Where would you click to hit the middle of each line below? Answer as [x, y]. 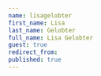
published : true [35, 60]
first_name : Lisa [37, 23]
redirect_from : [33, 52]
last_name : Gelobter [42, 30]
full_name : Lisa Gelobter [50, 38]
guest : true [28, 45]
